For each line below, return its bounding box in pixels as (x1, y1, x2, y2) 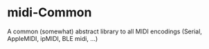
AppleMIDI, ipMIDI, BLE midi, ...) (7, 34, 98, 42)
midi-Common (7, 5, 92, 20)
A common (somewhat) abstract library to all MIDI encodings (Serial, (7, 27, 203, 35)
